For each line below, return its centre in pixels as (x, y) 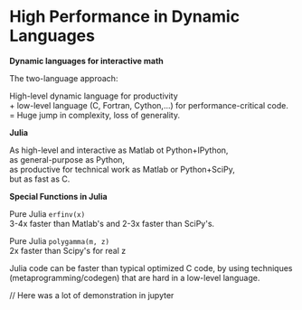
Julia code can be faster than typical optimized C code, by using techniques (151, 268)
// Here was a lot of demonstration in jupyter (92, 295)
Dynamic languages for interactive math (87, 61)
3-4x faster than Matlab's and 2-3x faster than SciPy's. (112, 223)
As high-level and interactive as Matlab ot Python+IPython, (119, 150)
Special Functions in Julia (58, 196)
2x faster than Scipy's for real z (68, 250)
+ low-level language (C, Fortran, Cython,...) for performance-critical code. (149, 105)
